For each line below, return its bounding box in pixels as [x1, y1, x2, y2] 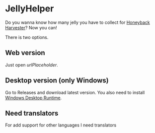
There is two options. [5, 34, 49, 40]
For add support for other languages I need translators [5, 122, 117, 128]
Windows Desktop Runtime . [5, 95, 62, 101]
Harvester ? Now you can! [5, 24, 57, 30]
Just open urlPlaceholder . [5, 62, 58, 67]
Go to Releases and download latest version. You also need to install [5, 89, 145, 95]
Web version [5, 49, 46, 57]
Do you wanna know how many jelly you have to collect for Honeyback [5, 19, 150, 25]
